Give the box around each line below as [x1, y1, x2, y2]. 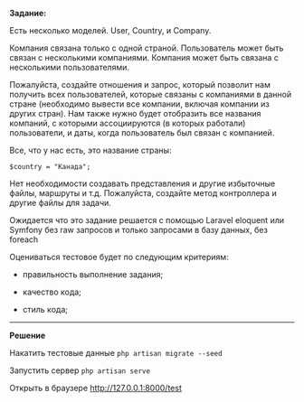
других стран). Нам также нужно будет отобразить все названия [9, 108, 261, 118]
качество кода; [22, 286, 81, 297]
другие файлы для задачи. [9, 198, 111, 208]
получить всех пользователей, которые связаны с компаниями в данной [9, 89, 292, 99]
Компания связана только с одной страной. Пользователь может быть [9, 42, 284, 53]
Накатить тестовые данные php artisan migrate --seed [9, 348, 223, 358]
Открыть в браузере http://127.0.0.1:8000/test [9, 383, 183, 393]
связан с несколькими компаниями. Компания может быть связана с [9, 52, 279, 62]
